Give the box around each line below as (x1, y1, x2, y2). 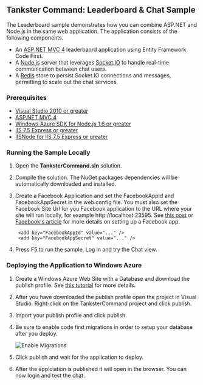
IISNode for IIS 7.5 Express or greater (15, 133, 108, 141)
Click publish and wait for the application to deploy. (15, 353, 144, 361)
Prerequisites (6, 93, 47, 102)
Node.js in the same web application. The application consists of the (6, 27, 177, 35)
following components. (6, 34, 64, 41)
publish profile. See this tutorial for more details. (15, 281, 136, 289)
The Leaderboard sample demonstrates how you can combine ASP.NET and (6, 21, 198, 28)
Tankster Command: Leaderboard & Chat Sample (6, 5, 196, 15)
